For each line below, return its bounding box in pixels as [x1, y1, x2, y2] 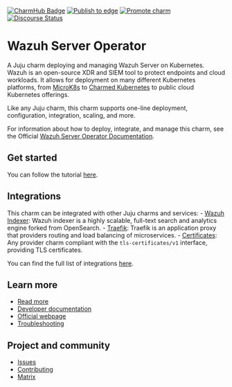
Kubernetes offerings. [7, 90, 69, 98]
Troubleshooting [17, 319, 64, 328]
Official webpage [17, 312, 66, 321]
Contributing [17, 366, 53, 374]
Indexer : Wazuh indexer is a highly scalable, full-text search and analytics [7, 216, 217, 224]
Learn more [7, 279, 58, 291]
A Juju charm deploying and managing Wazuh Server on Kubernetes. [7, 61, 205, 69]
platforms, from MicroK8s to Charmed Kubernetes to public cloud [7, 83, 194, 91]
